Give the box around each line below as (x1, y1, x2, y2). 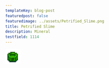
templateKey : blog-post (5, 8, 55, 13)
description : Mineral (5, 29, 51, 34)
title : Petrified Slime (5, 24, 55, 29)
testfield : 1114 (5, 34, 39, 39)
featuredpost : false (5, 13, 49, 18)
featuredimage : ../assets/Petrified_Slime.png (5, 18, 104, 23)
